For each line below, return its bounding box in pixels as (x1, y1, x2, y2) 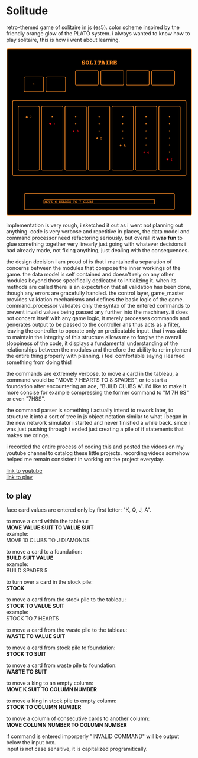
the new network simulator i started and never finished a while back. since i (6, 419, 190, 427)
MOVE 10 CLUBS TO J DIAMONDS (6, 536, 90, 544)
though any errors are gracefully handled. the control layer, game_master (6, 289, 184, 297)
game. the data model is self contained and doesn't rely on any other (6, 271, 174, 278)
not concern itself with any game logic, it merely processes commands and (6, 315, 189, 322)
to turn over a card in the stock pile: (6, 578, 93, 585)
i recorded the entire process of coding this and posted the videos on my (6, 443, 184, 450)
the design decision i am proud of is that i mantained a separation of (6, 258, 173, 265)
